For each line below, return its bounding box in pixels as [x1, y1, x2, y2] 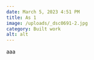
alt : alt [6, 32, 29, 38]
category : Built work [6, 25, 61, 32]
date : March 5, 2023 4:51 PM [6, 8, 80, 15]
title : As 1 [6, 15, 36, 21]
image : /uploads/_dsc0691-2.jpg [6, 20, 88, 26]
